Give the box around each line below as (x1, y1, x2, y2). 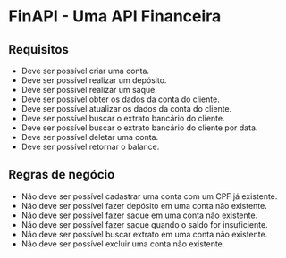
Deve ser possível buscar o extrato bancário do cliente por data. (21, 122, 258, 133)
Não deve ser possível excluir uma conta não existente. (21, 238, 225, 249)
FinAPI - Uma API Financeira (8, 6, 222, 27)
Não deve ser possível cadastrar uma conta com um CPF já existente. (21, 190, 278, 202)
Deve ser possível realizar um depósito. (21, 75, 167, 86)
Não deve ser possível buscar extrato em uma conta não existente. (21, 229, 268, 239)
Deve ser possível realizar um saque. (21, 85, 158, 95)
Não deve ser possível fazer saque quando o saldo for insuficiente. (21, 219, 269, 229)
